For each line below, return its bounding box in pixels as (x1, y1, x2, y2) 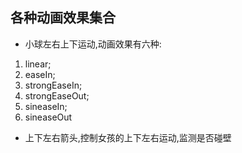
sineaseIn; (24, 100, 68, 112)
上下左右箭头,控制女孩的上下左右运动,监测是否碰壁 (24, 131, 232, 143)
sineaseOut (24, 111, 73, 123)
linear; (24, 58, 52, 70)
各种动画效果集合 (10, 9, 116, 27)
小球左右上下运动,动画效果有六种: (24, 38, 162, 50)
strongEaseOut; (24, 89, 90, 102)
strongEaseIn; (24, 79, 83, 91)
